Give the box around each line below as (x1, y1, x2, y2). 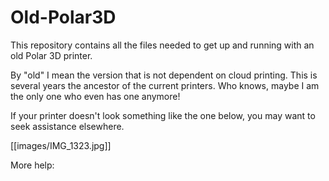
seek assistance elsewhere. (10, 120, 125, 132)
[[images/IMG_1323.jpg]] (10, 139, 112, 151)
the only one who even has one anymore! (10, 90, 181, 102)
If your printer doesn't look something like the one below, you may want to (10, 109, 316, 121)
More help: (10, 159, 55, 171)
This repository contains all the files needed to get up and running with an (10, 39, 315, 51)
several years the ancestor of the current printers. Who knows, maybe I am (10, 79, 320, 91)
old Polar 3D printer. (10, 49, 93, 61)
